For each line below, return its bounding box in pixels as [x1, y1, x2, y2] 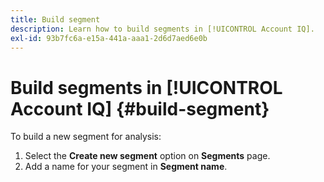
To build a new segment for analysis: [10, 131, 162, 143]
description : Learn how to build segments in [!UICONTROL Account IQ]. [10, 24, 315, 34]
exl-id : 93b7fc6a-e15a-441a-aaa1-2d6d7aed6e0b [10, 33, 208, 43]
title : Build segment [10, 14, 101, 25]
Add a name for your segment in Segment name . [24, 161, 228, 173]
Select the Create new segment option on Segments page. [24, 150, 271, 162]
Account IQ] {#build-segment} [10, 97, 270, 120]
